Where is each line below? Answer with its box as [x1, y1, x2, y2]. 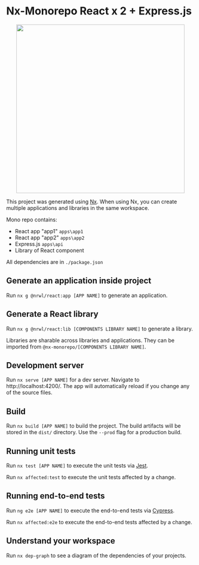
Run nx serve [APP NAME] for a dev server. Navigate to [6, 376, 140, 383]
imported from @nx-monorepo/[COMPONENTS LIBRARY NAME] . [6, 343, 146, 350]
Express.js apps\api [14, 240, 64, 247]
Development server [6, 360, 84, 370]
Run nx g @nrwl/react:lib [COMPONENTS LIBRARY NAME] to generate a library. [6, 325, 193, 332]
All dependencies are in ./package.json [6, 258, 103, 265]
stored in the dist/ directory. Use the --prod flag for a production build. [6, 429, 182, 436]
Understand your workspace [6, 536, 115, 546]
